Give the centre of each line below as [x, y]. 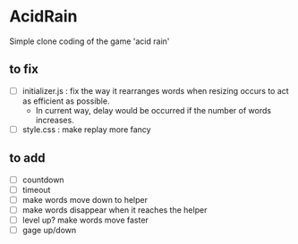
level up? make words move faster [85, 220]
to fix [24, 69]
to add [28, 158]
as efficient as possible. [66, 101]
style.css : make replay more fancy [86, 129]
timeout [36, 189]
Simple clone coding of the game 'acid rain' [89, 41]
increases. [55, 120]
